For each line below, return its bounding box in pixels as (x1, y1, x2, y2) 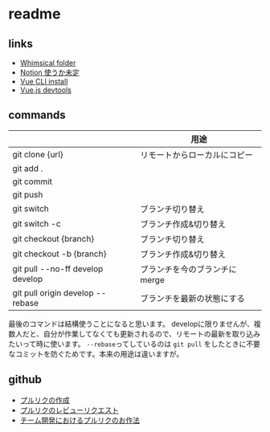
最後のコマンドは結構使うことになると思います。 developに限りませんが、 (8, 319, 255, 328)
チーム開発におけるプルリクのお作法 (19, 415, 141, 425)
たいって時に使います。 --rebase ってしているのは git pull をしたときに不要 (8, 339, 261, 348)
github (8, 373, 43, 386)
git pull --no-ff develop (12, 263, 104, 274)
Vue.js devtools (19, 85, 72, 95)
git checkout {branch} (12, 233, 95, 244)
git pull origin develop (12, 287, 94, 298)
